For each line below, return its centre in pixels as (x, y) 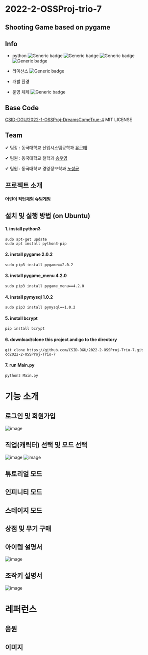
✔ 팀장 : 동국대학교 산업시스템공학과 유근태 (46, 148)
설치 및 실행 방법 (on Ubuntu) (48, 216)
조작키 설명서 (24, 576)
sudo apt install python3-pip (36, 244)
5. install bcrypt (21, 318)
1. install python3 (23, 229)
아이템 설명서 (24, 547)
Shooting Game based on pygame (58, 27)
